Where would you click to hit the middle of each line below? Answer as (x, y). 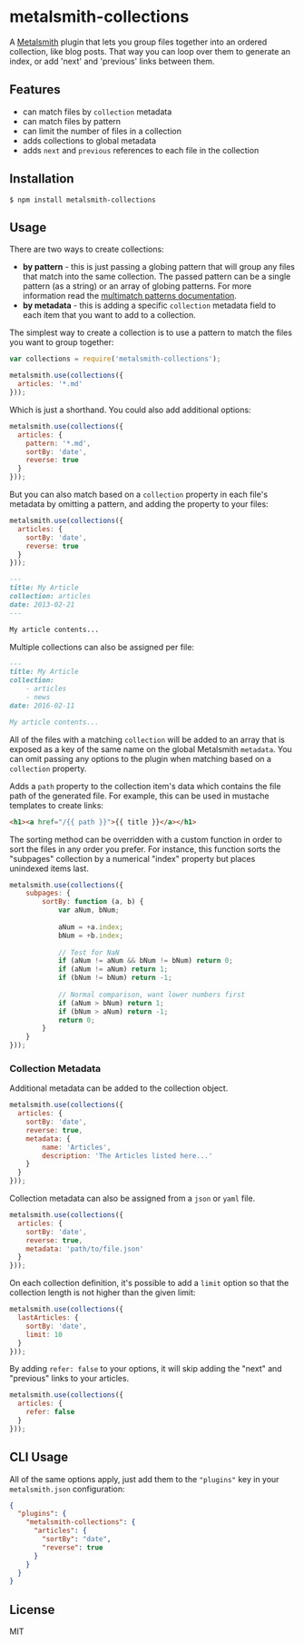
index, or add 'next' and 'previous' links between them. (112, 61)
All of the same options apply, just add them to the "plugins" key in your (144, 1479)
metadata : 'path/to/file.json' (85, 1249)
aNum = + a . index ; (91, 927)
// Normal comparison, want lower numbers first (152, 995)
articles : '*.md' (50, 384)
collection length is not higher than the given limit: (103, 1292)
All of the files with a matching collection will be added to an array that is (147, 739)
